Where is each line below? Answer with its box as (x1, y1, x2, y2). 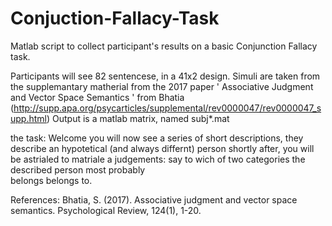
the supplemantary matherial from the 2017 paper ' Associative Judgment (10, 80, 314, 92)
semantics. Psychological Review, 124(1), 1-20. (10, 204, 202, 216)
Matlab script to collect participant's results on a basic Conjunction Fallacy (10, 40, 318, 52)
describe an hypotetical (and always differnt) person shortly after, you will (10, 142, 315, 154)
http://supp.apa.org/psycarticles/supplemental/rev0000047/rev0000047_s (13, 102, 322, 114)
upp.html (10, 112, 47, 124)
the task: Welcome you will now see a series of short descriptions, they (10, 132, 304, 144)
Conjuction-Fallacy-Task (10, 7, 220, 30)
